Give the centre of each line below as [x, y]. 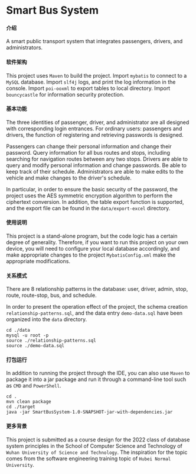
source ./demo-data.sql [35, 346]
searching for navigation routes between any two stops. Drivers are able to [97, 159]
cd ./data [18, 330]
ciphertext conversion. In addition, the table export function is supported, [95, 201]
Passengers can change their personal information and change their [89, 146]
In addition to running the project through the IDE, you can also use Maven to [98, 373]
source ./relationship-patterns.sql [51, 341]
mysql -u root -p [27, 335]
